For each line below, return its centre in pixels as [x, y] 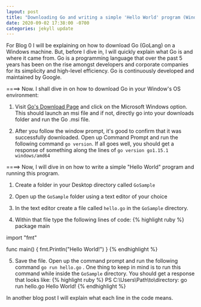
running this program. [33, 174]
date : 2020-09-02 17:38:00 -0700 [48, 23]
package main [32, 226]
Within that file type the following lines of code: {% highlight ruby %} [99, 220]
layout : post [22, 12]
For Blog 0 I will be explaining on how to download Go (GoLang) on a [91, 45]
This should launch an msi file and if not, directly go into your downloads [104, 113]
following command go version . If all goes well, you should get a [95, 144]
